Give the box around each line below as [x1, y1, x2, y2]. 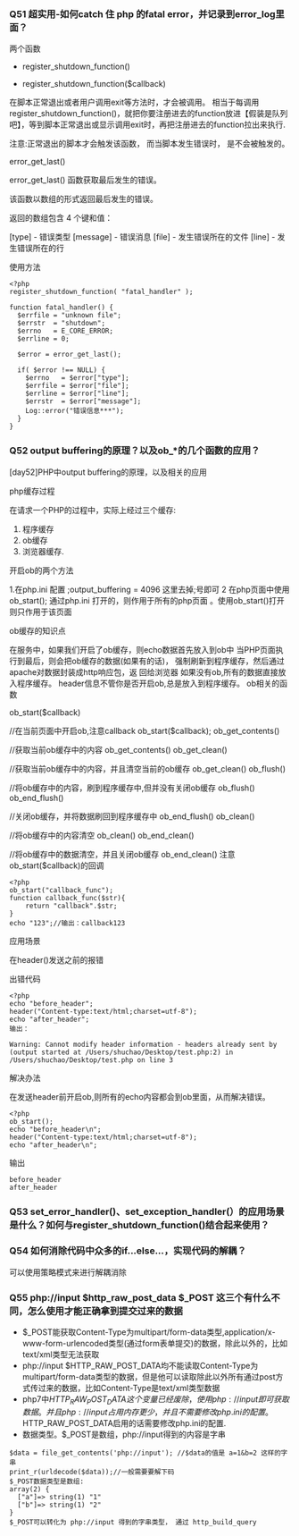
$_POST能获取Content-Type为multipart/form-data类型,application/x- [21, 1327, 276, 1338]
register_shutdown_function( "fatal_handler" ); [9, 288, 194, 297]
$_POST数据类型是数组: [9, 1477, 85, 1486]
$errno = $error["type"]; [25, 374, 129, 383]
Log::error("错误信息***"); [25, 407, 125, 416]
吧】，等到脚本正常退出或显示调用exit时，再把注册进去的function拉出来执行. [9, 119, 286, 131]
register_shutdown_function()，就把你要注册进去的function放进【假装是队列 [9, 108, 288, 119]
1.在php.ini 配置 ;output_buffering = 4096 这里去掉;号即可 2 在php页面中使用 [9, 584, 290, 595]
